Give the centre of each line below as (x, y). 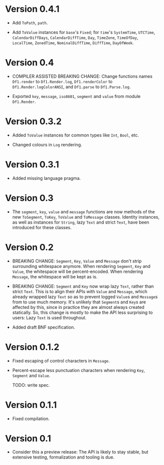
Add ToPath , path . (30, 23)
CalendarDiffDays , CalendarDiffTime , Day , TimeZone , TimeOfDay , (75, 37)
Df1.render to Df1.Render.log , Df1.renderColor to (62, 81)
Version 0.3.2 (33, 121)
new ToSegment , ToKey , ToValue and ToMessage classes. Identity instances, (86, 217)
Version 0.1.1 (31, 405)
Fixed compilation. (31, 418)
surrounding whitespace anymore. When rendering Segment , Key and (81, 266)
